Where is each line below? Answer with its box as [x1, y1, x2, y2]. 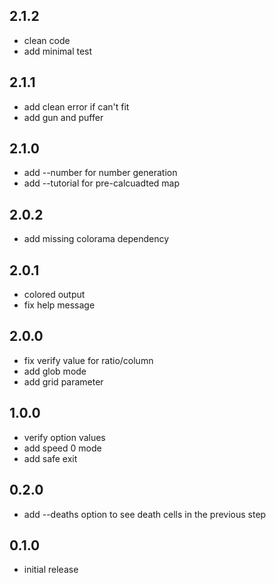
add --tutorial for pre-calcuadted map [23, 177, 181, 189]
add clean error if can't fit [23, 100, 130, 113]
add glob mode [23, 365, 87, 377]
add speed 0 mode [23, 442, 102, 454]
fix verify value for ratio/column [23, 354, 154, 366]
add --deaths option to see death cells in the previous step [23, 508, 267, 520]
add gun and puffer [23, 111, 104, 123]
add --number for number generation [23, 167, 178, 179]
